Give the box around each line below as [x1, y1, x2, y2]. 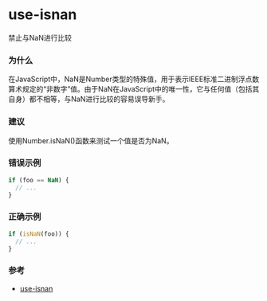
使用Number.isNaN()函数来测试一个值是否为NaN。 [8, 135, 174, 145]
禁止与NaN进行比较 [8, 33, 72, 42]
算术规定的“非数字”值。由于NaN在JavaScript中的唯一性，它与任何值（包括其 [8, 84, 260, 94]
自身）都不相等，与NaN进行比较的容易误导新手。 [8, 94, 170, 104]
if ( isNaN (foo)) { [8, 229, 69, 238]
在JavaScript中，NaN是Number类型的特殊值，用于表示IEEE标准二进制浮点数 [8, 74, 260, 84]
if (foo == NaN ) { [8, 176, 69, 184]
